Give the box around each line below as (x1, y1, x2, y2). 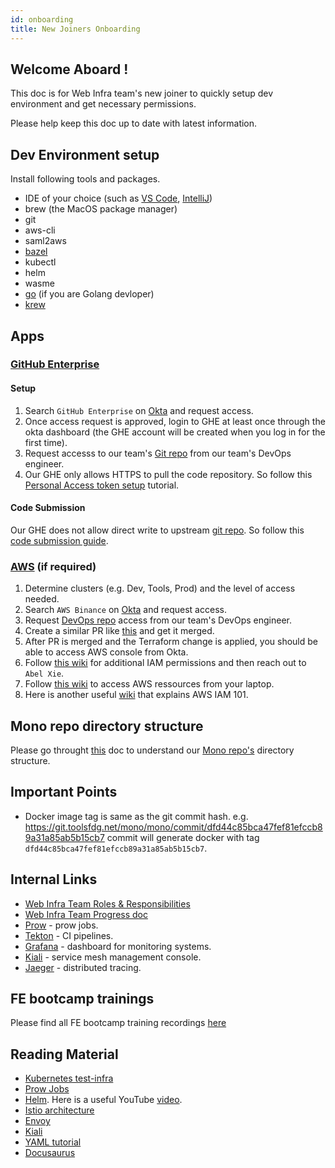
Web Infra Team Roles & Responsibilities (24, 897, 191, 910)
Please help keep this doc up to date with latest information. (10, 117, 258, 130)
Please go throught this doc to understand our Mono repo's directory (10, 744, 295, 756)
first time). (24, 436, 68, 448)
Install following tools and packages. (10, 173, 161, 185)
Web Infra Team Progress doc (24, 908, 148, 920)
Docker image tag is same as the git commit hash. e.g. (24, 810, 249, 822)
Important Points (10, 784, 118, 801)
